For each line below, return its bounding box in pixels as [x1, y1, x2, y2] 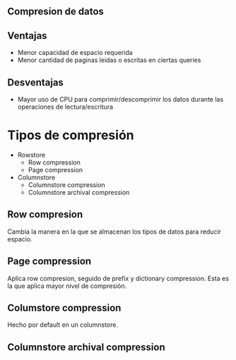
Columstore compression [7, 301, 122, 313]
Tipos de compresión [7, 127, 134, 143]
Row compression [28, 158, 81, 167]
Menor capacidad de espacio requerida [17, 49, 133, 57]
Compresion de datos [7, 6, 105, 18]
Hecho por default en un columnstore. [7, 320, 119, 329]
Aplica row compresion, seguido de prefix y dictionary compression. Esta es [7, 274, 230, 282]
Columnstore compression [28, 180, 106, 189]
